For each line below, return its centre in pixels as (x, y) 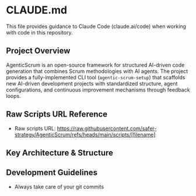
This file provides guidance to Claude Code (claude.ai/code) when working (96, 26)
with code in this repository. (39, 32)
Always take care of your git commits (59, 187)
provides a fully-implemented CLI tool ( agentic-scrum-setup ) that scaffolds (96, 77)
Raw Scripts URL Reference (57, 114)
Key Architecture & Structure (60, 153)
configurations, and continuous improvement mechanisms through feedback (98, 90)
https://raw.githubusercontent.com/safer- (107, 128)
